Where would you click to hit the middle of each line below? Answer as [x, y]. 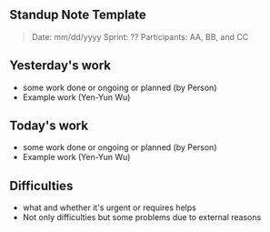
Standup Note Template [78, 15]
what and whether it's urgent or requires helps [110, 207]
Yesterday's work [60, 66]
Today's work [49, 126]
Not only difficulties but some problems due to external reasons [142, 217]
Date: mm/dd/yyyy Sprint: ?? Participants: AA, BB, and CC [140, 36]
